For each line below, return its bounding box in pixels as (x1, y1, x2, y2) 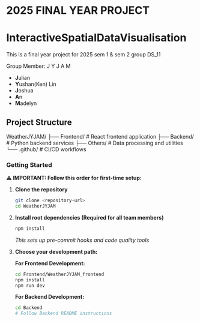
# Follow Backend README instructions (14, 310, 112, 317)
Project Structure (6, 117, 72, 127)
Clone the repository (14, 186, 68, 193)
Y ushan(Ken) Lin (14, 80, 57, 88)
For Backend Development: (14, 293, 85, 301)
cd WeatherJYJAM (14, 203, 56, 209)
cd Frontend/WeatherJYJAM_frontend (14, 271, 105, 277)
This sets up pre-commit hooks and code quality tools (14, 236, 150, 244)
